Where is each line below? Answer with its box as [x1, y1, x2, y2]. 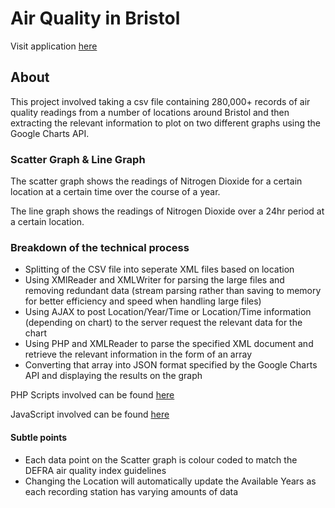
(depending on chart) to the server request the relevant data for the [24, 317, 303, 329]
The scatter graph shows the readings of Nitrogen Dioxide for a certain [10, 175, 303, 187]
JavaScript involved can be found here [10, 408, 170, 421]
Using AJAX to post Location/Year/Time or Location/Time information [24, 306, 312, 318]
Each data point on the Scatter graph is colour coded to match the [24, 453, 298, 466]
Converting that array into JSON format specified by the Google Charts [24, 359, 318, 371]
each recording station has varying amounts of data [24, 485, 239, 497]
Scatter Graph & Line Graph [10, 152, 146, 166]
